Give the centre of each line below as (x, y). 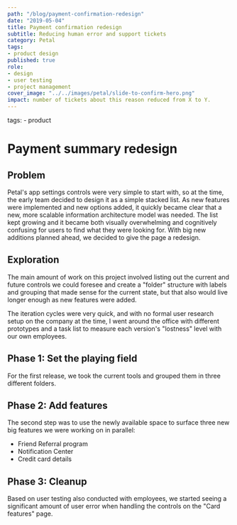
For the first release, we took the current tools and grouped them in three (114, 376)
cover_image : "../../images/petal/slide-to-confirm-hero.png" (101, 93)
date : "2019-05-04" (36, 21)
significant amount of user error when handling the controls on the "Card (114, 507)
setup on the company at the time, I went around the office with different (114, 321)
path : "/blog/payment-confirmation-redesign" (76, 14)
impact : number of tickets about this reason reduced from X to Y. (109, 100)
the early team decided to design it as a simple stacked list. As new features (118, 200)
